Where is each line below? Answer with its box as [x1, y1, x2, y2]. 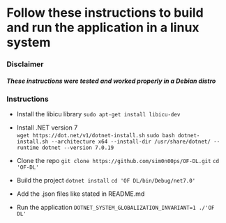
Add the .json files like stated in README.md [16, 190, 145, 198]
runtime [16, 144, 39, 151]
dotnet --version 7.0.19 [42, 144, 114, 151]
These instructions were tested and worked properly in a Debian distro [6, 77, 216, 85]
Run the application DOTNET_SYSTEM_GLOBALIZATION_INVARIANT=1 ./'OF [16, 203, 215, 212]
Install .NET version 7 [16, 123, 78, 132]
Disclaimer [6, 59, 44, 69]
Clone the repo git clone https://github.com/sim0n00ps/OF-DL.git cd [16, 157, 220, 165]
